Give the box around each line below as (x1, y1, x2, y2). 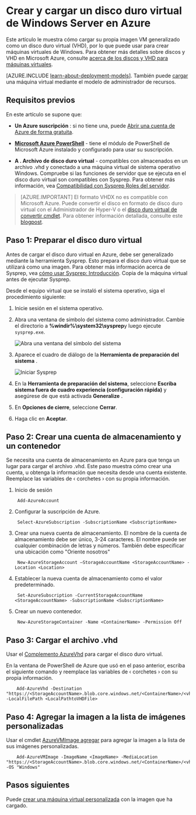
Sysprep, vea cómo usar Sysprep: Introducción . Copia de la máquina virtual (6, 269, 188, 276)
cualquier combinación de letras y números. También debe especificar (14, 542, 184, 549)
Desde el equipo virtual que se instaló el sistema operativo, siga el (6, 287, 165, 294)
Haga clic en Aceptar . (14, 415, 68, 422)
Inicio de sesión (14, 487, 52, 494)
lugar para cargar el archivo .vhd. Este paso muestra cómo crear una (6, 463, 171, 470)
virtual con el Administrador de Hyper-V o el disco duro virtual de (20, 206, 177, 213)
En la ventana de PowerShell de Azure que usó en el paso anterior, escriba (6, 662, 185, 669)
